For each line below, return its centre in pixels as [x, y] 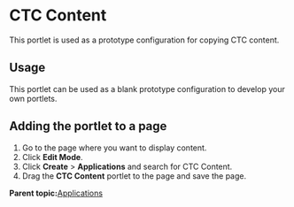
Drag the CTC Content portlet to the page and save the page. [134, 176]
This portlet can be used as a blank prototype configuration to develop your [147, 88]
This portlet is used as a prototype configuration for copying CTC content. [144, 40]
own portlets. [33, 98]
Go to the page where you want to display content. [114, 148]
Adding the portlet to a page [88, 126]
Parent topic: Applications [56, 193]
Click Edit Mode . [52, 157]
